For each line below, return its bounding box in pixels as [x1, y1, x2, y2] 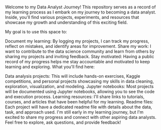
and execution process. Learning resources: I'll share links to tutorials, [5, 94, 145, 100]
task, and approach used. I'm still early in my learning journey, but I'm [5, 109, 144, 115]
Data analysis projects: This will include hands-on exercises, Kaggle [5, 73, 140, 79]
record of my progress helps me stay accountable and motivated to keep [5, 59, 150, 64]
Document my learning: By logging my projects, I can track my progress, [5, 38, 149, 44]
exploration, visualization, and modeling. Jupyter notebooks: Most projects [5, 84, 154, 89]
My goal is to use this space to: [5, 29, 67, 34]
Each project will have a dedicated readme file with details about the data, [5, 104, 152, 110]
